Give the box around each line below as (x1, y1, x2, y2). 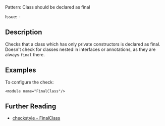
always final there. (5, 51, 45, 57)
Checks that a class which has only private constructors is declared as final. (5, 41, 161, 47)
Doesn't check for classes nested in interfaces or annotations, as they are (5, 46, 156, 52)
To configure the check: (5, 79, 54, 85)
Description (5, 28, 42, 37)
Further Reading (5, 102, 56, 111)
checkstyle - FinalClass (12, 115, 60, 121)
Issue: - (5, 14, 21, 19)
